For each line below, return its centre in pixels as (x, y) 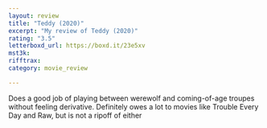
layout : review (34, 16)
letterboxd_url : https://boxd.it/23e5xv (77, 46)
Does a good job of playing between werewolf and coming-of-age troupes (131, 98)
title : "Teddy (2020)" (46, 23)
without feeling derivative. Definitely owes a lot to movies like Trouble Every (133, 106)
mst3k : (19, 53)
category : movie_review (48, 68)
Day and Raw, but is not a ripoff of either (75, 115)
